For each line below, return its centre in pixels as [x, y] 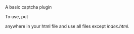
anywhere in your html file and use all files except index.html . [67, 26]
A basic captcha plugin [28, 7]
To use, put [17, 17]
